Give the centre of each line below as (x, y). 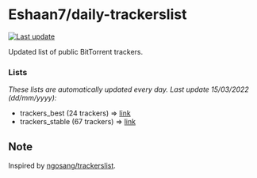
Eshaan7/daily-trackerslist (98, 15)
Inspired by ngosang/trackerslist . (62, 166)
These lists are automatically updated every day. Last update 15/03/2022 (129, 89)
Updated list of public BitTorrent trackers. (76, 51)
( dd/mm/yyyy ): (33, 98)
